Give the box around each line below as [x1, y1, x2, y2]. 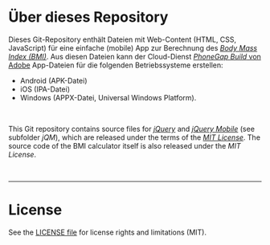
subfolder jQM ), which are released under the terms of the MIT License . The [8, 133, 261, 142]
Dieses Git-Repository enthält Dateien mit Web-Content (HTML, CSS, [8, 35, 237, 44]
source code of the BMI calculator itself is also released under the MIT [8, 141, 241, 150]
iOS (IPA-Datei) [19, 84, 71, 94]
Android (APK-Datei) [19, 76, 88, 85]
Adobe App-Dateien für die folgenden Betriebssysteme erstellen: [8, 60, 223, 70]
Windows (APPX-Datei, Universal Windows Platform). [19, 92, 197, 102]
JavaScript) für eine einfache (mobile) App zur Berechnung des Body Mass [8, 43, 258, 52]
